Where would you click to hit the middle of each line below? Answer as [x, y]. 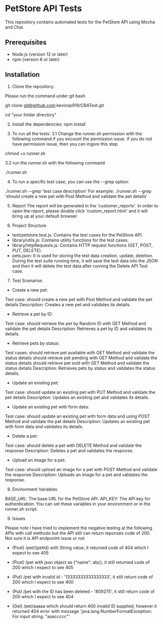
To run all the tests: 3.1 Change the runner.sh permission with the [77, 133]
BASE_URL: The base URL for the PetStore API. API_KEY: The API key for [78, 498]
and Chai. [15, 27]
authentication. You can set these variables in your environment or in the [78, 504]
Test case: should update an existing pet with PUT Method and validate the [80, 392]
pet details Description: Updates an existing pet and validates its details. [77, 397]
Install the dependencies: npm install [49, 124]
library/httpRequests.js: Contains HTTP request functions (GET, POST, [82, 245]
